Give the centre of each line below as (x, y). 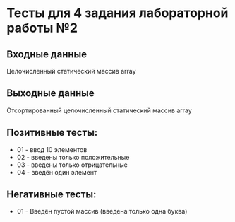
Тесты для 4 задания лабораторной (117, 13)
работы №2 (42, 28)
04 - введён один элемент (57, 172)
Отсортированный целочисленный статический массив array (99, 110)
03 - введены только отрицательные (72, 165)
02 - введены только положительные (73, 157)
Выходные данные (50, 93)
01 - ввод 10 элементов (52, 149)
